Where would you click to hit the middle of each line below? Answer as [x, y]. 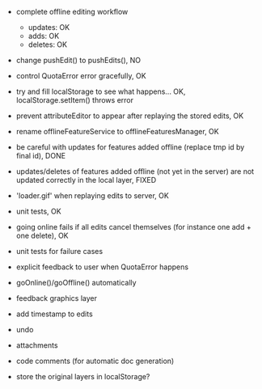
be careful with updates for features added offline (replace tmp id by [130, 147]
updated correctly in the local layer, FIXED [86, 180]
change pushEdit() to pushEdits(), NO [78, 60]
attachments [37, 345]
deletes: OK [47, 44]
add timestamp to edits [54, 314]
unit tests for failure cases [59, 251]
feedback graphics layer [57, 298]
